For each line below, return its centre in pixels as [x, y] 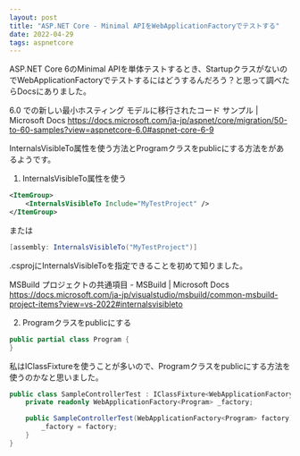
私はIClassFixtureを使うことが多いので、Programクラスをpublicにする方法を [150, 366]
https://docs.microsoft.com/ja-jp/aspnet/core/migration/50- [177, 121]
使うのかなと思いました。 [56, 377]
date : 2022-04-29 [42, 34]
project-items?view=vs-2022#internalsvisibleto [96, 304]
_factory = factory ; [79, 427]
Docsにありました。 [54, 91]
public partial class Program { [69, 339]
